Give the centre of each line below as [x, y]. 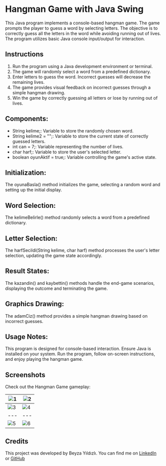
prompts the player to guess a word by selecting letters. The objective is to [82, 28]
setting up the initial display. [34, 190]
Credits [17, 441]
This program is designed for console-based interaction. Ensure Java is [78, 349]
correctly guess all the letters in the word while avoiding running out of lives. [83, 33]
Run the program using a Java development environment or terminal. [83, 66]
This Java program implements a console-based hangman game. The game [83, 23]
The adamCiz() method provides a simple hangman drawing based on [76, 316]
